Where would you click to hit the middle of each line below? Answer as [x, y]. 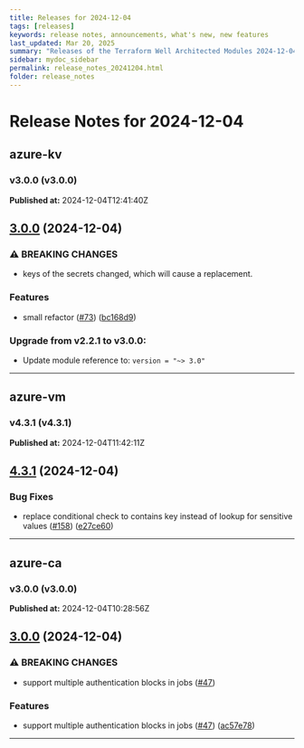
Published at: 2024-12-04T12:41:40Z [79, 200]
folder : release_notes [52, 77]
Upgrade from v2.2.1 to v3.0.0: [78, 340]
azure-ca [36, 563]
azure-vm [38, 398]
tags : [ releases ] [42, 26]
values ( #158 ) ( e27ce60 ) [68, 526]
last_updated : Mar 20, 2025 [62, 43]
